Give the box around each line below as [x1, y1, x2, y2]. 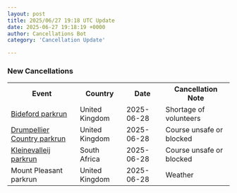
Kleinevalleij [11, 146, 51, 156]
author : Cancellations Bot [7, 30, 87, 37]
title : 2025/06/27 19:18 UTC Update [7, 17, 115, 24]
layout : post [7, 10, 46, 18]
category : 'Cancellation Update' [7, 37, 106, 44]
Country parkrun [11, 134, 66, 144]
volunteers [165, 114, 201, 124]
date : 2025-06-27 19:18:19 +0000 [7, 23, 106, 30]
